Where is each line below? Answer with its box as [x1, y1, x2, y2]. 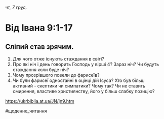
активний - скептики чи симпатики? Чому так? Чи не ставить [12, 83, 146, 88]
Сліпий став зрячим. [5, 42, 74, 51]
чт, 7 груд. [5, 5, 27, 10]
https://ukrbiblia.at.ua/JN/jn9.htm [5, 98, 74, 104]
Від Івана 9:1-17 [5, 22, 73, 34]
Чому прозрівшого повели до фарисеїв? [12, 72, 100, 78]
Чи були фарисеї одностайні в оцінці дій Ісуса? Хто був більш [12, 77, 145, 83]
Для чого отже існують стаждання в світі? [12, 56, 105, 62]
